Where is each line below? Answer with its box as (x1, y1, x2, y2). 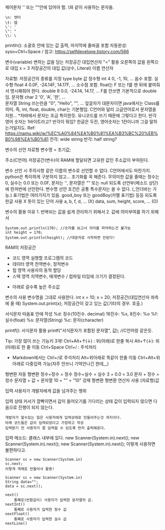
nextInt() (5, 502, 26, 507)
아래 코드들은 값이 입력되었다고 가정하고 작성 (5, 420, 84, 425)
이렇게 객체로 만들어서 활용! (5, 467, 55, 471)
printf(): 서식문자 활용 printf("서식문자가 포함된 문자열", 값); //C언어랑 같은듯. (5, 328, 153, 333)
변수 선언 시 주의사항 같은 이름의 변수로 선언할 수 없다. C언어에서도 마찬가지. (5, 168, 151, 173)
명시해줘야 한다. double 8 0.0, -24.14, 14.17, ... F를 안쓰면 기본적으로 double (10, 88, 157, 94)
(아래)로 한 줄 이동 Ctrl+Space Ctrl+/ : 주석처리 (5, 344, 97, 350)
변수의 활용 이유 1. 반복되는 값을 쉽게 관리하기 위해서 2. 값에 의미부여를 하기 (5, 209, 150, 215)
